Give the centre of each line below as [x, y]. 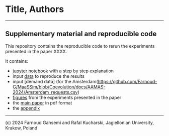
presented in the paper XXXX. [36, 51]
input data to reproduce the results [48, 76]
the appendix [26, 108]
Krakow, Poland [21, 128]
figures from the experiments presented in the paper [67, 97]
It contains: [17, 61]
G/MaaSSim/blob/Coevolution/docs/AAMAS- [59, 87]
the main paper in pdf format [42, 103]
